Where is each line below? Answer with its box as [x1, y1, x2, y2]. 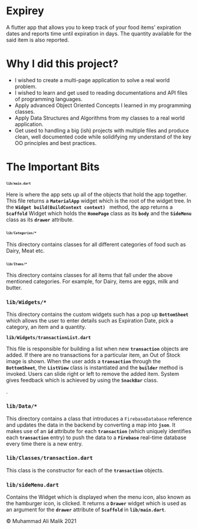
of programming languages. [14, 95, 83, 102]
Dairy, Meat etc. [6, 247, 46, 254]
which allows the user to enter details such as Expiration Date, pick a [6, 317, 174, 324]
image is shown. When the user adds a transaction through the [6, 358, 161, 365]
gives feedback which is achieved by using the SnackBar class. [6, 377, 158, 384]
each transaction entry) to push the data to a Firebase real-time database [6, 434, 187, 441]
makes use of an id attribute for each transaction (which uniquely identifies [6, 427, 191, 434]
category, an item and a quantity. [6, 324, 87, 331]
